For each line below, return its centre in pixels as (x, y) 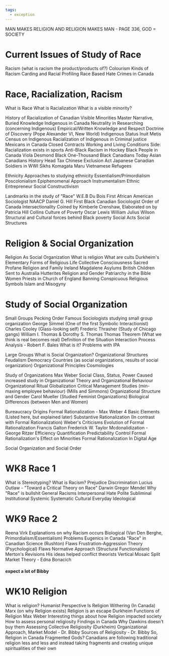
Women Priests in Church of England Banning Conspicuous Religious (77, 279)
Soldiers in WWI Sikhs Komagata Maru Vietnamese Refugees (68, 166)
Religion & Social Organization (69, 243)
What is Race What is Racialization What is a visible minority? (69, 108)
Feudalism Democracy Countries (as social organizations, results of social (82, 360)
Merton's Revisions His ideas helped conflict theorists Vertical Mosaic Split (83, 554)
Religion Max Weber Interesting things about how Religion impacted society (83, 616)
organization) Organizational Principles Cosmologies (60, 366)
